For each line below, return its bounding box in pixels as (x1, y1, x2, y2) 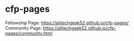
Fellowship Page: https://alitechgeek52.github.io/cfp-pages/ (5, 20, 129, 26)
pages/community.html (5, 30, 53, 36)
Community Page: (5, 25, 42, 31)
